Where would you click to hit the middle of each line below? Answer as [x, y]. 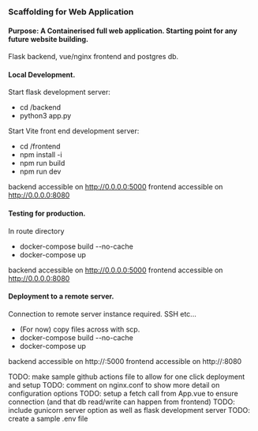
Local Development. [42, 74]
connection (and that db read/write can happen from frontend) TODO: [122, 402]
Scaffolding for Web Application [71, 12]
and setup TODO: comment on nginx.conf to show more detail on [114, 384]
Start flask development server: [59, 92]
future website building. [49, 39]
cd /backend [40, 107]
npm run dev [40, 171]
